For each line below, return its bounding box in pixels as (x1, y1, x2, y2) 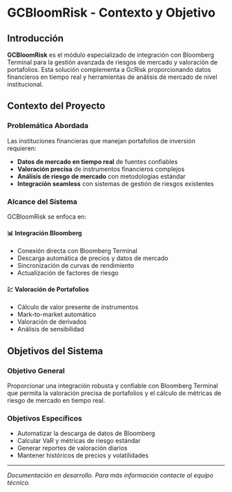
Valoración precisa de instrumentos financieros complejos (17, 165, 185, 173)
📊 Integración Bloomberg (7, 228, 82, 237)
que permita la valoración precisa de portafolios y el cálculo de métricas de (7, 389, 222, 397)
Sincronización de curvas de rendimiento (17, 262, 135, 270)
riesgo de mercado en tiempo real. (7, 397, 106, 405)
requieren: (7, 144, 37, 152)
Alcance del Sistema (7, 197, 78, 206)
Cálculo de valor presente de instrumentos (17, 303, 139, 311)
